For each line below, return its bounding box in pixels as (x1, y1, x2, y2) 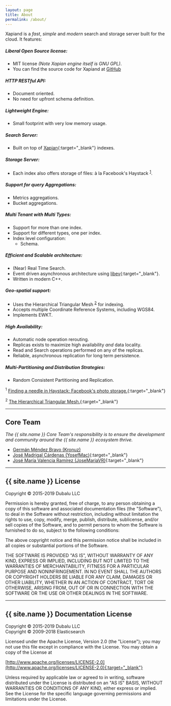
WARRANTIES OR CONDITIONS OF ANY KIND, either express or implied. (5, 685, 157, 691)
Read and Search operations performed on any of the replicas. (12, 347, 144, 353)
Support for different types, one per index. (12, 230, 102, 236)
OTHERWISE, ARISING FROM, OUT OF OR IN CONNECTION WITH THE (5, 585, 154, 591)
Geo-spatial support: (5, 288, 51, 294)
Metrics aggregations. (12, 194, 60, 201)
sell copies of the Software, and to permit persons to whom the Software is (5, 522, 163, 528)
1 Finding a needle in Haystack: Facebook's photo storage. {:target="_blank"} (5, 387, 166, 394)
